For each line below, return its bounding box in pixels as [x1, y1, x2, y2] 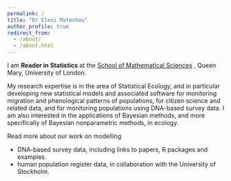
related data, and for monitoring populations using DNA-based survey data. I [7, 104, 225, 112]
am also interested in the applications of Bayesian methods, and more [7, 111, 205, 120]
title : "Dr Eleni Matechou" [7, 17, 88, 23]
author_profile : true [7, 23, 70, 30]
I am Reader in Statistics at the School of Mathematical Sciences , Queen [7, 61, 217, 69]
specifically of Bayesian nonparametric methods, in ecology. [7, 119, 179, 126]
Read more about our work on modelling [7, 132, 122, 140]
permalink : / [7, 10, 45, 17]
